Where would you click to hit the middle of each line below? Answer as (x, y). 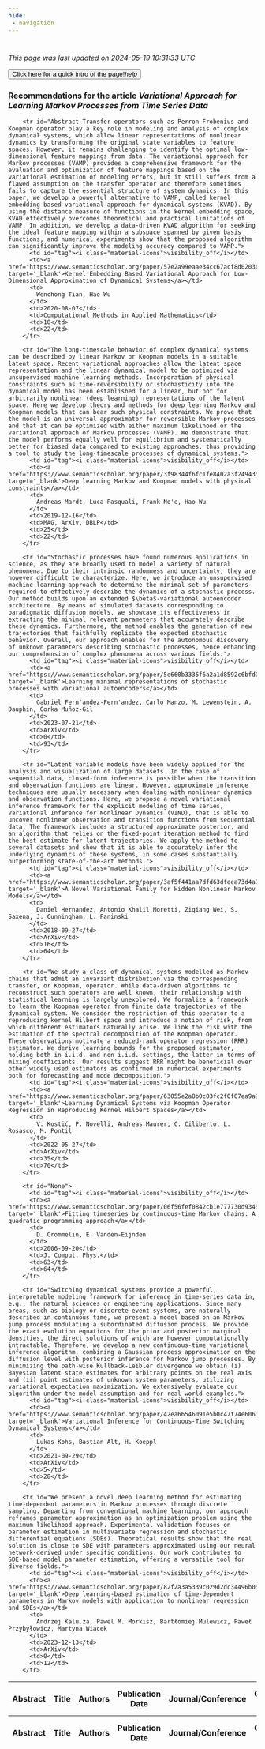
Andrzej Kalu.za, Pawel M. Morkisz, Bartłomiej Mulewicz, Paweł (144, 1621)
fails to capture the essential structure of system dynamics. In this (128, 190)
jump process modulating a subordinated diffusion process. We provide (128, 1324)
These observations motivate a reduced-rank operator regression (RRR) (128, 1041)
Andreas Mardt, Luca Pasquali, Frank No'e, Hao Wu (121, 502)
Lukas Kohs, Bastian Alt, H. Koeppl (97, 1442)
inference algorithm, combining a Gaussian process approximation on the (132, 1352)
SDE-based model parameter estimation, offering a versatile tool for (127, 1559)
